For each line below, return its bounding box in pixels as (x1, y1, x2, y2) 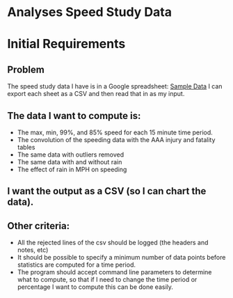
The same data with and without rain (17, 158, 122, 166)
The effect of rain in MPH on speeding (17, 165, 127, 173)
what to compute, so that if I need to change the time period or (17, 276, 198, 284)
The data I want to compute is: (7, 109, 141, 122)
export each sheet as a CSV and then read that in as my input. (7, 90, 185, 98)
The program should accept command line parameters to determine (17, 268, 212, 276)
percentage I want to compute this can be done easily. (17, 283, 174, 291)
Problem (7, 63, 45, 75)
